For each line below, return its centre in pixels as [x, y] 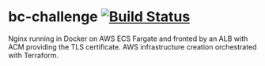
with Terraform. [34, 55]
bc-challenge [53, 17]
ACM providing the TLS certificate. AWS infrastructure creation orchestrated [132, 46]
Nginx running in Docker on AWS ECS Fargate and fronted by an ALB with [128, 38]
